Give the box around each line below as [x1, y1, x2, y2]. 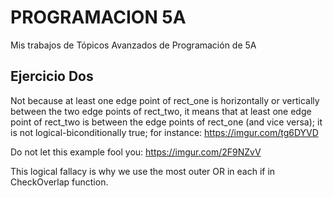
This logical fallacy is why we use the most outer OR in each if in [10, 165, 276, 177]
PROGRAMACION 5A [10, 6, 187, 29]
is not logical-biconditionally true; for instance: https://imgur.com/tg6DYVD [10, 126, 319, 138]
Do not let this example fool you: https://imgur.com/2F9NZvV [10, 146, 262, 158]
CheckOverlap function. [10, 176, 109, 188]
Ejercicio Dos [10, 68, 94, 85]
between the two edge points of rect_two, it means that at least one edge [10, 105, 312, 117]
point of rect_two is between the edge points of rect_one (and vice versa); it [10, 116, 323, 128]
